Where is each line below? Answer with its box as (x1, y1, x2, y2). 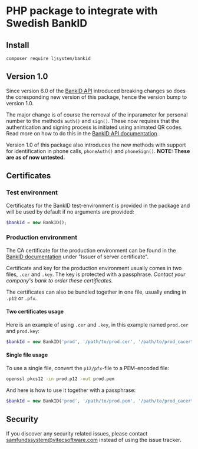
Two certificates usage (6, 308, 64, 315)
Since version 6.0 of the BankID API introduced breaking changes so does (6, 87, 186, 94)
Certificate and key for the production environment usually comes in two (6, 264, 182, 271)
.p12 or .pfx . (6, 294, 37, 301)
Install (6, 40, 29, 50)
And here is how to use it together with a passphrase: (6, 387, 136, 394)
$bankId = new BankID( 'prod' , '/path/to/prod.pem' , (6, 398, 136, 404)
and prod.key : (6, 327, 39, 334)
